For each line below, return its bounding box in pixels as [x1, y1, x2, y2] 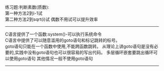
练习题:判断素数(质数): [5, 4, 50, 10]
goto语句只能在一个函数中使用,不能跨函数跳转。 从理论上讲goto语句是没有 [5, 43, 154, 49]
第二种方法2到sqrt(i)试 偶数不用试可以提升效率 [5, 17, 99, 22]
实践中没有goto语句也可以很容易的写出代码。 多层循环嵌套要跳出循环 [15, 50, 154, 55]
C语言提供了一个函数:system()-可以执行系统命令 [5, 31, 102, 37]
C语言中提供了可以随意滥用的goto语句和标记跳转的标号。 [5, 37, 121, 43]
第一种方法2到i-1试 [5, 10, 43, 16]
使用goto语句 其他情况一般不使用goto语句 [9, 55, 93, 61]
